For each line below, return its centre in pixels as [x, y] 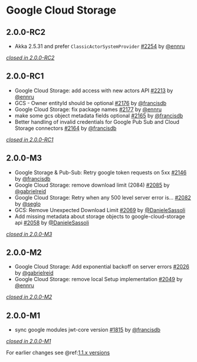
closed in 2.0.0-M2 [29, 297]
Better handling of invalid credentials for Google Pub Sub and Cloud [97, 122]
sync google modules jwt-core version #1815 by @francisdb [87, 330]
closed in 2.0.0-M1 [29, 341]
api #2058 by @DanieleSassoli [52, 223]
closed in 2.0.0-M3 [29, 234]
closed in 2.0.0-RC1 [30, 139]
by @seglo [28, 204]
